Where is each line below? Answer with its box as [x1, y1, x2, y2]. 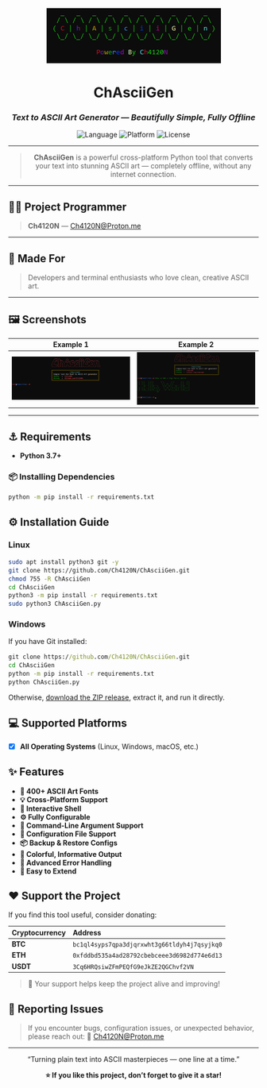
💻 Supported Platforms [8, 716, 127, 730]
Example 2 [178, 340, 215, 349]
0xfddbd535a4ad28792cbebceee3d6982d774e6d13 [72, 952, 222, 960]
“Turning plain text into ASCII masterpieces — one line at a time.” [27, 1054, 240, 1063]
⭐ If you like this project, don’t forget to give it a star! [44, 1070, 222, 1079]
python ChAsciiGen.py [8, 678, 80, 686]
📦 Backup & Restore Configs [19, 838, 118, 847]
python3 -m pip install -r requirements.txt [8, 592, 158, 600]
